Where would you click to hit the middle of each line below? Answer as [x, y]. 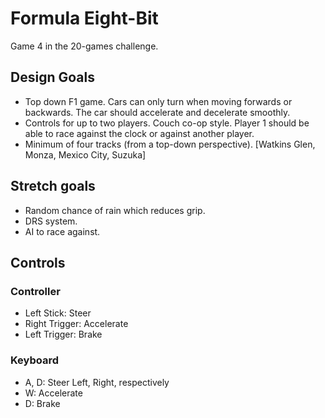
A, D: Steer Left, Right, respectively [97, 382]
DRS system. [51, 221]
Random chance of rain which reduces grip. [115, 210]
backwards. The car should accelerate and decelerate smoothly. [157, 112]
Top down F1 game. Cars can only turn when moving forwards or [158, 101]
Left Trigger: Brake [63, 334]
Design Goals [52, 77]
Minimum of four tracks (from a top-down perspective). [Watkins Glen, [170, 144]
